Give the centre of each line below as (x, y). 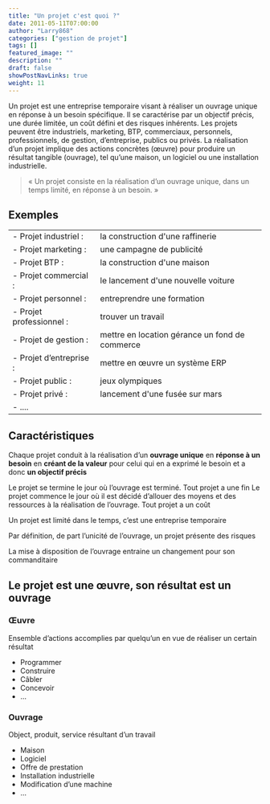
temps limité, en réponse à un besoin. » (93, 190)
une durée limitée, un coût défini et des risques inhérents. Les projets (123, 123)
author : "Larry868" (41, 31)
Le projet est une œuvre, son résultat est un (120, 585)
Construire (37, 671)
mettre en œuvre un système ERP (163, 363)
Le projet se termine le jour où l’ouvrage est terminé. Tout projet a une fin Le (134, 488)
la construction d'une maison (155, 263)
